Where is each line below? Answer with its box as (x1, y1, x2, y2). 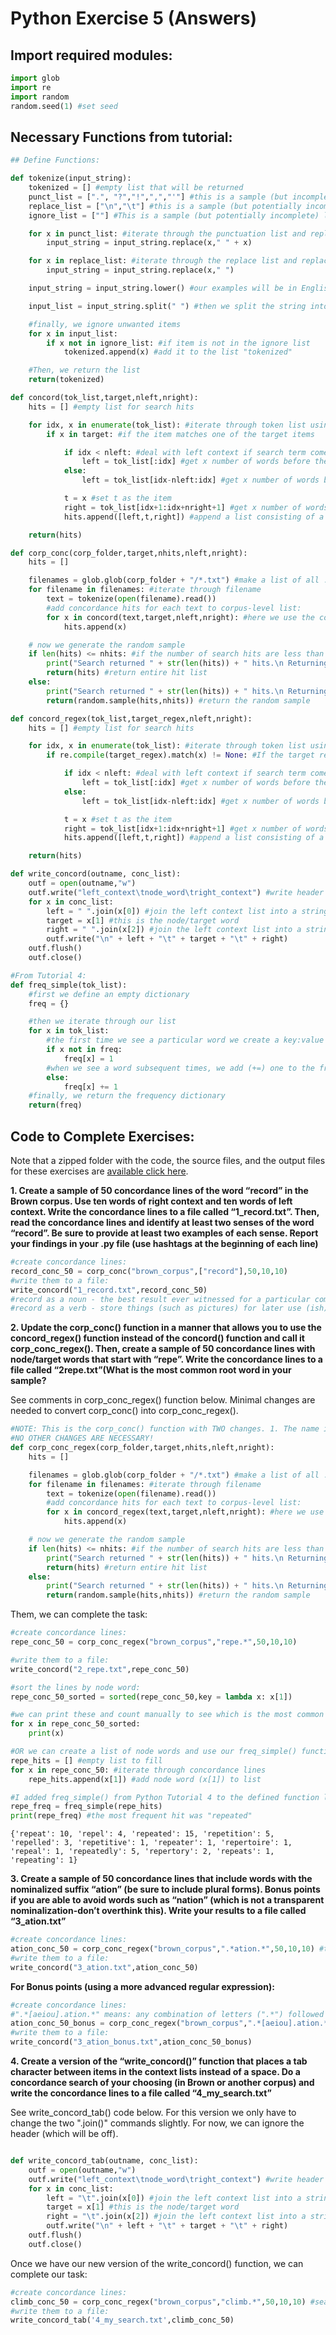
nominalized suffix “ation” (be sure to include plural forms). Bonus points (10, 1883, 321, 1896)
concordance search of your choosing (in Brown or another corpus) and (10, 2077, 315, 2088)
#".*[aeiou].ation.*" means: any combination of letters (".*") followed (10, 2009, 325, 2019)
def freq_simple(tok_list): (10, 980, 128, 990)
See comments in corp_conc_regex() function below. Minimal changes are (10, 1394, 316, 1406)
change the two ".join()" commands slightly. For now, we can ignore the (10, 2117, 305, 2129)
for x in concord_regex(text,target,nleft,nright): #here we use (46, 1507, 325, 1517)
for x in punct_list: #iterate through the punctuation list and (28, 228, 307, 239)
